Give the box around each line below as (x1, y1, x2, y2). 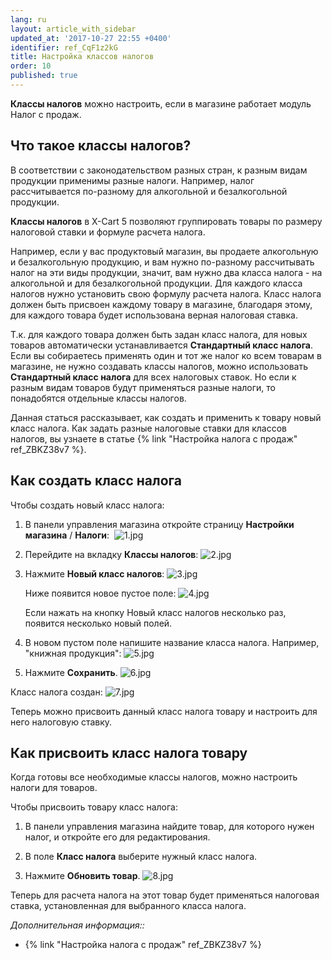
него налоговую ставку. (10, 716, 113, 728)
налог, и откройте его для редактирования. (24, 831, 211, 843)
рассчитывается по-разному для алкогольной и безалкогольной (10, 185, 288, 197)
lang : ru (10, 14, 47, 25)
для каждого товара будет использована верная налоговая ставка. (10, 309, 298, 321)
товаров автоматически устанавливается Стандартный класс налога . (10, 339, 313, 351)
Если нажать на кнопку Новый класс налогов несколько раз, (24, 606, 287, 618)
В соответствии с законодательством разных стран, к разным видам (10, 164, 308, 176)
